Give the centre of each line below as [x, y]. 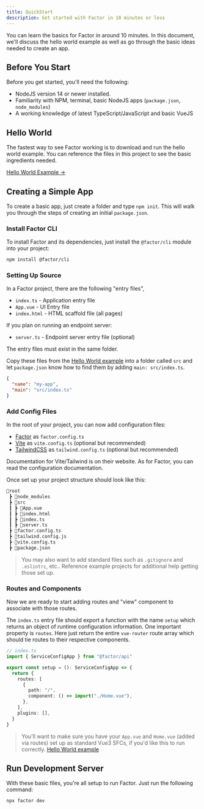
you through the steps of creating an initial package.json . [78, 212]
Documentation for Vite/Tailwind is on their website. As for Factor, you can [100, 461]
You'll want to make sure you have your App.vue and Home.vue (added [108, 736]
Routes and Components [44, 588]
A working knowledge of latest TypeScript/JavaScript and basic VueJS [104, 113]
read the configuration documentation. [55, 468]
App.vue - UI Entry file [42, 307]
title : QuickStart [30, 12]
